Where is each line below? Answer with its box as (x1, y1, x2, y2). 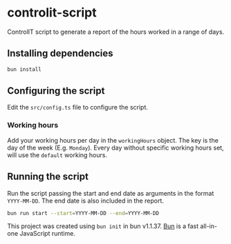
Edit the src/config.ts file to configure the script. (7, 103, 149, 112)
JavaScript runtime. (19, 230, 76, 238)
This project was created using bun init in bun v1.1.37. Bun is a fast (7, 222, 199, 230)
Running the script (7, 171, 89, 183)
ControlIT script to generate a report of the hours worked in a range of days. (7, 28, 225, 36)
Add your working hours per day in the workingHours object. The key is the (7, 136, 219, 144)
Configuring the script (7, 85, 105, 97)
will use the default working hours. (7, 150, 107, 159)
